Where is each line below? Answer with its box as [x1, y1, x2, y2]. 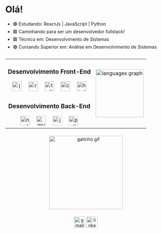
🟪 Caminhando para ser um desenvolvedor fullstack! [12, 28, 125, 34]
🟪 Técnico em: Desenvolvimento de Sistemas [12, 36, 109, 42]
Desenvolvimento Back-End [8, 102, 90, 110]
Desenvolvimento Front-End [8, 68, 91, 76]
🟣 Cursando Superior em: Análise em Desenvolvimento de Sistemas [12, 43, 157, 50]
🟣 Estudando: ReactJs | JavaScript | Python [12, 20, 106, 27]
